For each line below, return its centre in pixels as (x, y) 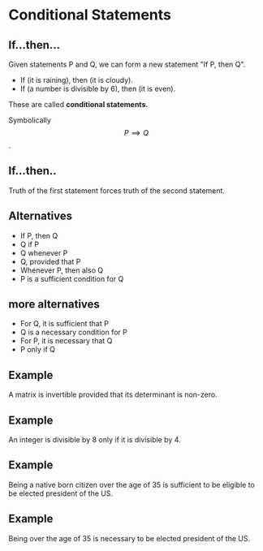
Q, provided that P (50, 261)
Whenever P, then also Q (62, 270)
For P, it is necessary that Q (66, 341)
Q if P (29, 244)
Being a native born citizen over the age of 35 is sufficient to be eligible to (132, 484)
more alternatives (54, 305)
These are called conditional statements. (78, 104)
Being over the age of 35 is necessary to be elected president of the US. (129, 538)
